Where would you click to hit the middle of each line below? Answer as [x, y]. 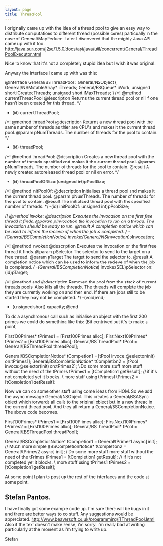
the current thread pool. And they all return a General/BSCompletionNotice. [80, 407]
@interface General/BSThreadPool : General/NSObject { [61, 82]
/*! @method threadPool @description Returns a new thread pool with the [79, 122]
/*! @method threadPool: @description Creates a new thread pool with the [80, 156]
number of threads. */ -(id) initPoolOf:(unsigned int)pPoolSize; [67, 206]
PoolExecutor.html [23, 54]
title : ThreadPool [24, 14]
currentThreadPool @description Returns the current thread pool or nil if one [81, 98]
